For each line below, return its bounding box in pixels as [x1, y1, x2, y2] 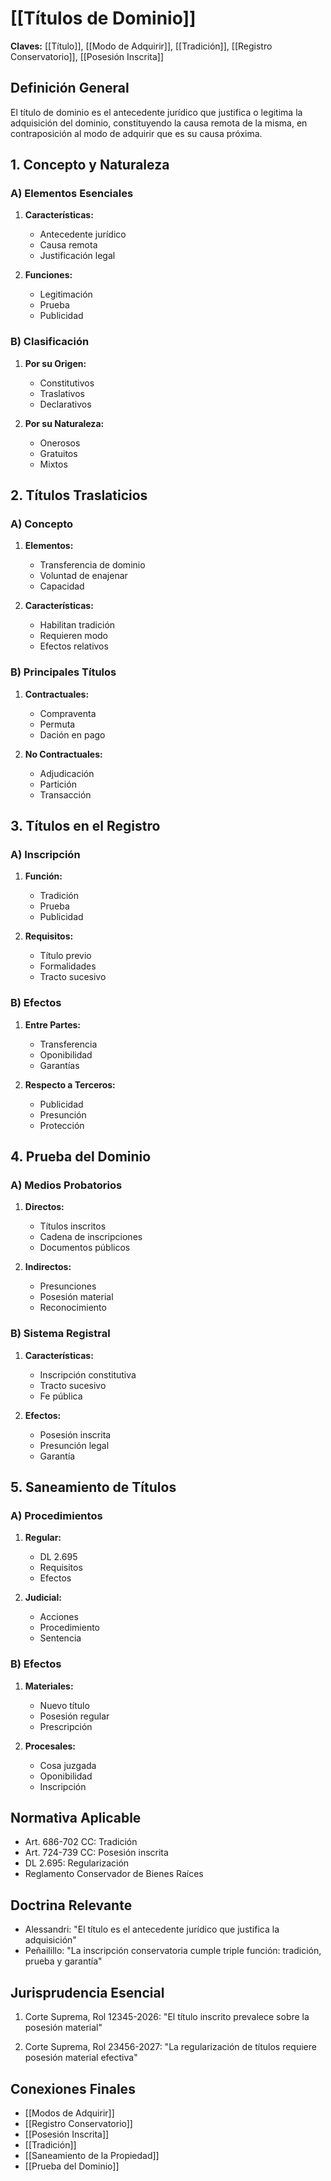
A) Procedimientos [10, 1509, 103, 1522]
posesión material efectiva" [24, 2052, 138, 2064]
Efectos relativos [39, 640, 109, 652]
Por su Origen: [24, 357, 87, 369]
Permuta [39, 718, 76, 730]
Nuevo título [39, 1699, 90, 1711]
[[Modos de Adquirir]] [24, 2107, 115, 2119]
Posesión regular [39, 1710, 110, 1722]
